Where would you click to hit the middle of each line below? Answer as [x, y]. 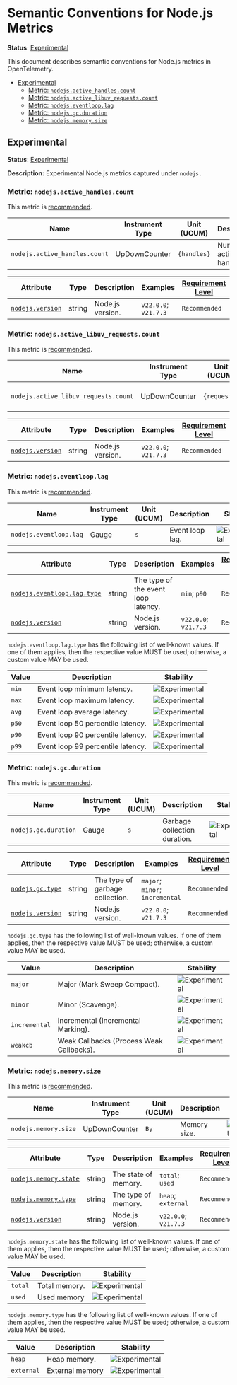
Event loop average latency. [83, 712]
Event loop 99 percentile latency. [92, 746]
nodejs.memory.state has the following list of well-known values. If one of [114, 1241]
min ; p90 [194, 593]
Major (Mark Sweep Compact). [109, 984]
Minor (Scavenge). [89, 1004]
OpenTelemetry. [31, 69]
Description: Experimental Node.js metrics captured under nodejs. [105, 173]
